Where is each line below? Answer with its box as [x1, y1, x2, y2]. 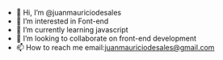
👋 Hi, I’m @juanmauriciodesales [15, 8, 122, 17]
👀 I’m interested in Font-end [15, 16, 109, 26]
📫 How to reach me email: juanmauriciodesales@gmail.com [15, 43, 215, 52]
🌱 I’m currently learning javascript [15, 25, 128, 34]
